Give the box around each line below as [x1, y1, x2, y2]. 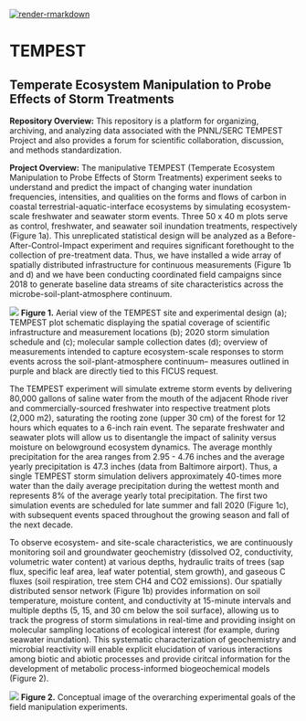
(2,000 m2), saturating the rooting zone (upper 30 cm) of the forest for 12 [9, 412, 286, 423]
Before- [267, 230, 297, 241]
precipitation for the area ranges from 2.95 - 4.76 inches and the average [9, 451, 285, 461]
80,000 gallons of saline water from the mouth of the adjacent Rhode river [9, 393, 290, 404]
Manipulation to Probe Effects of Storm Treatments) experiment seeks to [9, 172, 282, 183]
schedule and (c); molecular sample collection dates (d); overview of [9, 336, 268, 347]
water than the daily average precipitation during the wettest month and [9, 481, 280, 491]
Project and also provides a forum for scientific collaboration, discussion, [9, 135, 285, 145]
